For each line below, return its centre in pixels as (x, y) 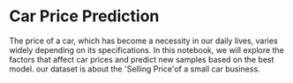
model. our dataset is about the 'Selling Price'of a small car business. (135, 69)
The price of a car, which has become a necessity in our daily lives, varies (143, 41)
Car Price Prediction (84, 16)
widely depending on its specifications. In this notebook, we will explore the (146, 49)
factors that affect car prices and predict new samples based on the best (142, 59)
